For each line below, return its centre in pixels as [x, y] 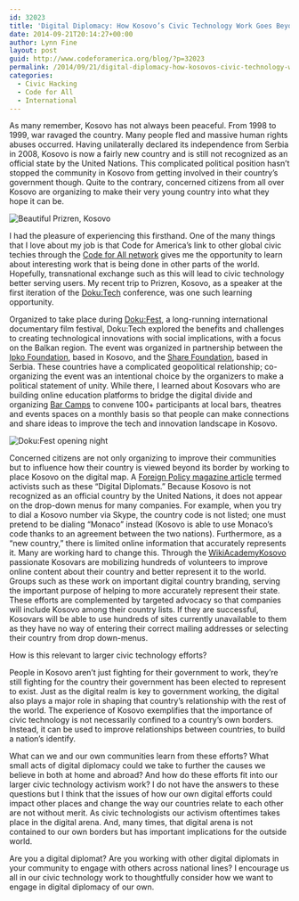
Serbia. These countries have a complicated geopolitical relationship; [136, 367]
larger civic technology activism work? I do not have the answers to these [144, 784]
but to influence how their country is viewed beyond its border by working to [149, 468]
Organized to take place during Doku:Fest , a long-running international [139, 319]
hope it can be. [37, 201]
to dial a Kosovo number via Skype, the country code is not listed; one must [148, 515]
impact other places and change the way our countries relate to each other [146, 804]
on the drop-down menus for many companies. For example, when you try [145, 505]
